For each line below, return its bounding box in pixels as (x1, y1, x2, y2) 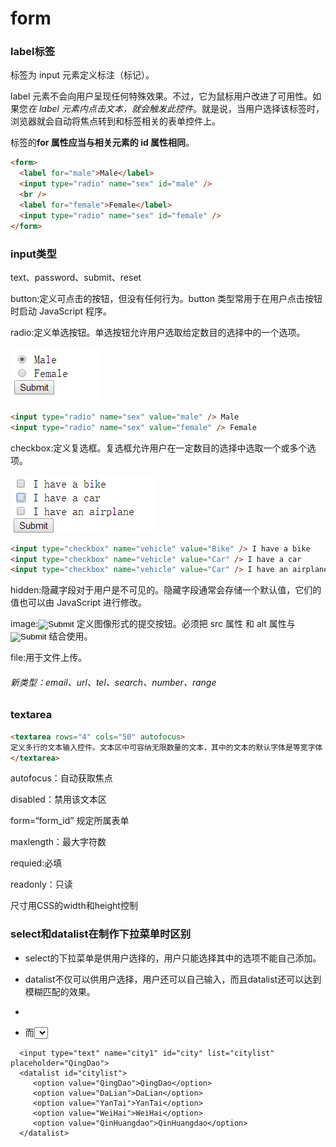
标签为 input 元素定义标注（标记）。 (10, 69, 155, 81)
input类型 (10, 247, 57, 261)
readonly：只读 (10, 878, 73, 891)
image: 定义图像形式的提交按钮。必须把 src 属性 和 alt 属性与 (10, 618, 296, 630)
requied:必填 (10, 857, 63, 869)
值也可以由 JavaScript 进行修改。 (10, 597, 148, 609)
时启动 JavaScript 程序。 (10, 305, 113, 317)
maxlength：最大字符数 (10, 836, 107, 848)
